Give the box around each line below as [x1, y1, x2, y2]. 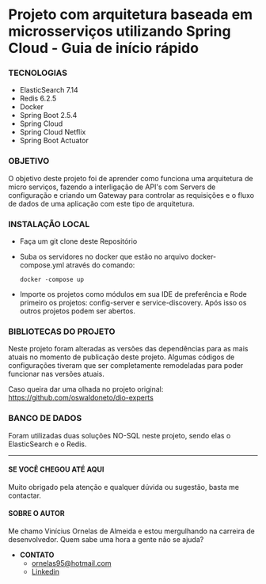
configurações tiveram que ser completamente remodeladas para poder [8, 361, 244, 370]
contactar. [8, 491, 42, 500]
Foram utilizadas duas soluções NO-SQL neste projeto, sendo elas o [8, 430, 231, 440]
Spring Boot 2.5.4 [19, 111, 78, 120]
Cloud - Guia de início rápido [8, 40, 199, 57]
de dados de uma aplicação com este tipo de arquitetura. [8, 199, 195, 208]
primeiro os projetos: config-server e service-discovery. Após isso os [19, 298, 247, 308]
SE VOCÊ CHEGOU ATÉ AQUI [8, 465, 104, 474]
